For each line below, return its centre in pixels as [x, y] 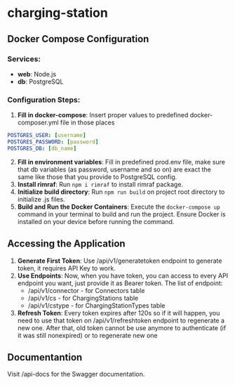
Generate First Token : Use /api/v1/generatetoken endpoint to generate [120, 261]
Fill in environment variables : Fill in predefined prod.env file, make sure [121, 162]
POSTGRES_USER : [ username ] [47, 136]
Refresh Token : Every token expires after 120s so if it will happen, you [119, 313]
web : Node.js [37, 74]
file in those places [87, 123]
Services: [24, 59]
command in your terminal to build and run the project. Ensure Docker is [121, 214]
